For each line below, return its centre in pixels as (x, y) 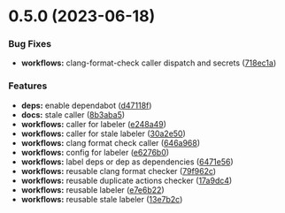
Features (28, 86)
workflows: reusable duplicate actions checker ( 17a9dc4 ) (127, 180)
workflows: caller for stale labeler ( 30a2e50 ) (104, 133)
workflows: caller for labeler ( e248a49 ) (94, 124)
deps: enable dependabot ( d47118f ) (86, 105)
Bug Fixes (30, 44)
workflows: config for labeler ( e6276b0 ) (95, 152)
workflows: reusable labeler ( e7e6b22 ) (92, 190)
